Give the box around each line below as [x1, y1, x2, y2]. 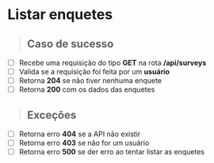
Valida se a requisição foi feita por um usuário [18, 67, 170, 77]
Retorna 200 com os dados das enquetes [18, 85, 155, 94]
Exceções [26, 108, 77, 122]
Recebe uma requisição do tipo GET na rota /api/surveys [18, 58, 207, 67]
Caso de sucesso [26, 37, 114, 51]
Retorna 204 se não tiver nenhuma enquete [18, 76, 162, 85]
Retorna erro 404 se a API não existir [18, 129, 141, 139]
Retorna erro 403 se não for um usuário [18, 138, 150, 148]
